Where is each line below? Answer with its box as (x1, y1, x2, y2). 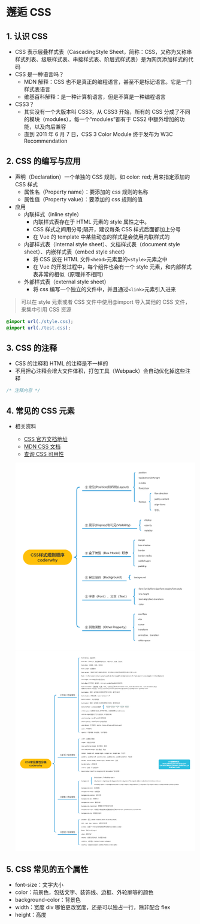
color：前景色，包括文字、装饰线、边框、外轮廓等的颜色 (14, 889, 154, 896)
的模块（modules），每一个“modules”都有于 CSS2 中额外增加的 (23, 116, 180, 123)
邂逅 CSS (6, 5, 52, 19)
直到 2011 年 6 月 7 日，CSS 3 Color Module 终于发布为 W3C (23, 131, 173, 138)
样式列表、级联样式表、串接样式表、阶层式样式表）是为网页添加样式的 (14, 56, 189, 63)
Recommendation (23, 137, 68, 144)
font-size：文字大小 (14, 881, 64, 889)
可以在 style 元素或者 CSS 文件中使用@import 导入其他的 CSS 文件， (20, 298, 190, 306)
